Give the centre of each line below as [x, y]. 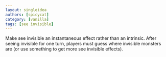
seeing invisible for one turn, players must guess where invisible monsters [83, 44]
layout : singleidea [26, 10]
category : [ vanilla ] [27, 19]
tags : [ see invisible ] [29, 24]
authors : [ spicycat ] [27, 15]
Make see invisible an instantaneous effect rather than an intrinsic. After [81, 38]
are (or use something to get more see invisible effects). [64, 49]
